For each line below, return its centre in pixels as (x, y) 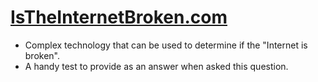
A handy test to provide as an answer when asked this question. (156, 66)
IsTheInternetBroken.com (119, 17)
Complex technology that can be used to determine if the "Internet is (166, 45)
